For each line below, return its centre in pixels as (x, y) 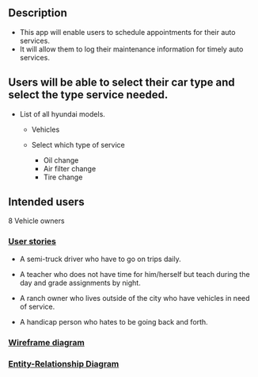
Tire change (63, 177)
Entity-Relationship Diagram (64, 364)
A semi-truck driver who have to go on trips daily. (100, 259)
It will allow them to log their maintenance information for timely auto (131, 49)
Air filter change (70, 168)
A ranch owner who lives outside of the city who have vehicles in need (135, 298)
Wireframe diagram (46, 342)
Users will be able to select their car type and (121, 83)
